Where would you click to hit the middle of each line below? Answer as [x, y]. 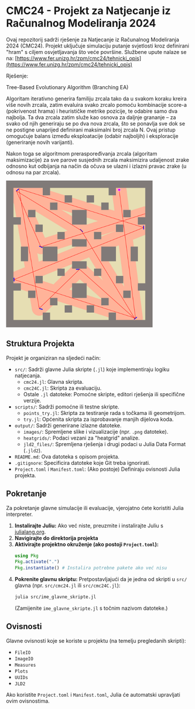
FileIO [23, 653]
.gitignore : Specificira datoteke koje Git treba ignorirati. [82, 462]
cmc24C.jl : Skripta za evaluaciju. [62, 388]
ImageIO [24, 659]
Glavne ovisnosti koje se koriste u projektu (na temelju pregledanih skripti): [96, 640]
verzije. [32, 400]
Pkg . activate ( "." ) [37, 562]
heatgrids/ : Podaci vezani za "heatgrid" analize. [81, 438]
